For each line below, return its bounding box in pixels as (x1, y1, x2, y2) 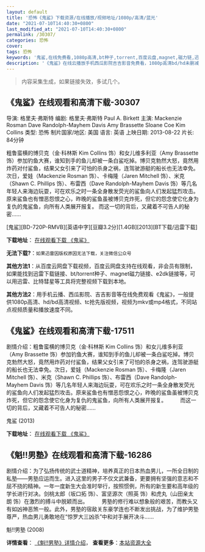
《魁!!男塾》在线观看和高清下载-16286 (6, 450, 153, 460)
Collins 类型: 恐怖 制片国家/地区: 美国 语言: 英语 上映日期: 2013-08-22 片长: (6, 129, 194, 136)
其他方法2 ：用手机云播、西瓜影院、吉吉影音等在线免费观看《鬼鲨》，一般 (6, 291, 189, 298)
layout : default (6, 9, 48, 15)
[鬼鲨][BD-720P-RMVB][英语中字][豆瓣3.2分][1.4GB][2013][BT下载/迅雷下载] (6, 224, 198, 231)
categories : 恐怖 (6, 37, 49, 43)
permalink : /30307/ (6, 32, 56, 38)
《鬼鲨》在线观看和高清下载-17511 (6, 325, 135, 336)
